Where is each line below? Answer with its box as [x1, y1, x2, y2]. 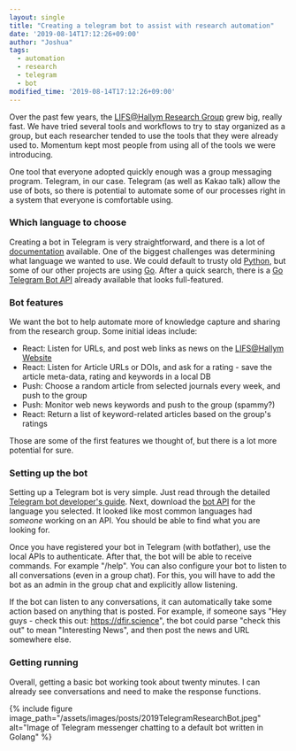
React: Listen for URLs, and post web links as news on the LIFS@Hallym [21, 343, 285, 354]
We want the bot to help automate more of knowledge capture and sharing [9, 316, 281, 328]
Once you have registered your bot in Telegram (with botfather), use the [9, 542, 271, 553]
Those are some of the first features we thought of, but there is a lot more [9, 436, 277, 446]
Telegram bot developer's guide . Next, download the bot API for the [9, 497, 256, 507]
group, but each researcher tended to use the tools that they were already [9, 130, 278, 141]
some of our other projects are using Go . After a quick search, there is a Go [9, 265, 284, 275]
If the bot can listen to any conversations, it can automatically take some [9, 597, 272, 608]
